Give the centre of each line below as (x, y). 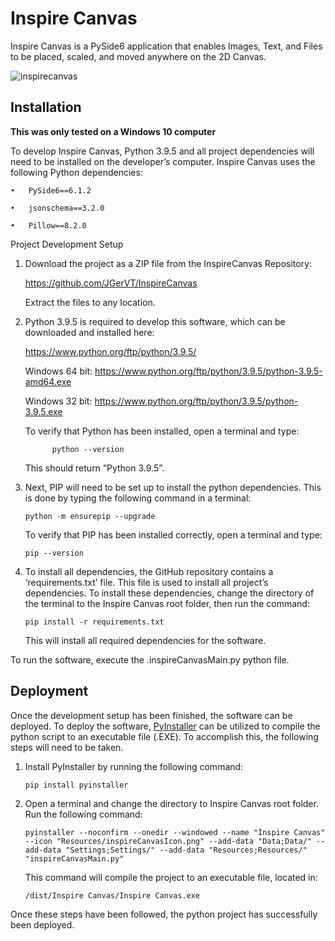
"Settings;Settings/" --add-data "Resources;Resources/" (186, 850)
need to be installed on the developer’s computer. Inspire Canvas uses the (163, 161)
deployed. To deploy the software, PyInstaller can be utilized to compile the (165, 726)
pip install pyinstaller (76, 785)
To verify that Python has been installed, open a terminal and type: (162, 431)
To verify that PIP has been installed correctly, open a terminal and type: (173, 534)
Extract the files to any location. (90, 302)
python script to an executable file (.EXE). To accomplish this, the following (164, 736)
